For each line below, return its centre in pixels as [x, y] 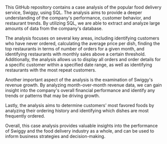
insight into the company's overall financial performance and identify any [80, 90]
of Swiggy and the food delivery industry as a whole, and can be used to [80, 131]
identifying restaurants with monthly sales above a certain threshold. [76, 54]
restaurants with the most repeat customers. [51, 70]
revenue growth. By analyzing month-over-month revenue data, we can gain [83, 85]
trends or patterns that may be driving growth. [53, 95]
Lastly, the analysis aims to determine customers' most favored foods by [80, 105]
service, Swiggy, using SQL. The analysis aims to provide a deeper [74, 12]
